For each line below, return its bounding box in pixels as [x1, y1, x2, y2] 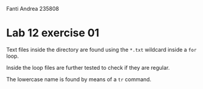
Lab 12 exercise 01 [6, 26, 100, 40]
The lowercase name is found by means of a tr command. [6, 75, 152, 83]
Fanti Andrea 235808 [6, 5, 59, 12]
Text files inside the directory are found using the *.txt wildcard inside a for [6, 46, 197, 53]
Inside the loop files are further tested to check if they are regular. [6, 64, 170, 71]
